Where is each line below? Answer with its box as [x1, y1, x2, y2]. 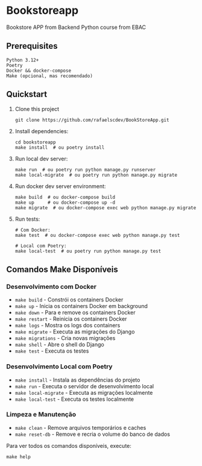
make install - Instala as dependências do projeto [14, 376, 140, 383]
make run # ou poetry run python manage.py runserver [14, 166, 156, 172]
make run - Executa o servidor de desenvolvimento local [14, 382, 154, 389]
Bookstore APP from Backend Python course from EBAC [6, 24, 147, 31]
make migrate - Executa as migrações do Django [14, 328, 135, 335]
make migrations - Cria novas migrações [14, 335, 116, 342]
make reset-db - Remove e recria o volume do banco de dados [14, 430, 171, 438]
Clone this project [14, 105, 59, 112]
